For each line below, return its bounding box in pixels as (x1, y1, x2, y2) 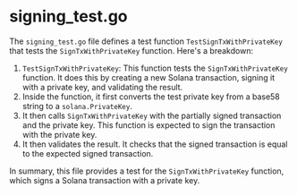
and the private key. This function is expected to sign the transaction (21, 119, 276, 131)
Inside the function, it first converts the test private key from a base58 (21, 91, 280, 102)
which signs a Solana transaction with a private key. (9, 174, 200, 185)
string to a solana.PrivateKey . (21, 100, 132, 111)
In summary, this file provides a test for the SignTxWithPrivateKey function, (9, 165, 284, 176)
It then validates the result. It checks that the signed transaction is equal (21, 139, 288, 149)
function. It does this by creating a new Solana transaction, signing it (21, 72, 276, 82)
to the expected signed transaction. (21, 148, 154, 158)
